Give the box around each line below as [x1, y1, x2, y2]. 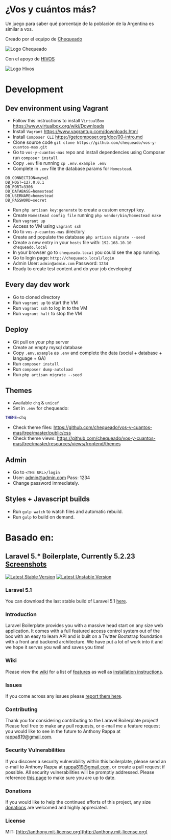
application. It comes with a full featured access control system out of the [5, 628, 160, 634]
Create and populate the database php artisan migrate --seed [12, 234, 145, 240]
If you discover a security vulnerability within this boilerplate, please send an [5, 758, 166, 764]
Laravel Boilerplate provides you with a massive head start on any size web [5, 622, 163, 629]
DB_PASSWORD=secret [5, 198, 47, 203]
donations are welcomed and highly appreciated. [5, 804, 108, 810]
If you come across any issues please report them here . [5, 693, 123, 699]
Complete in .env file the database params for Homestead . [12, 165, 133, 171]
